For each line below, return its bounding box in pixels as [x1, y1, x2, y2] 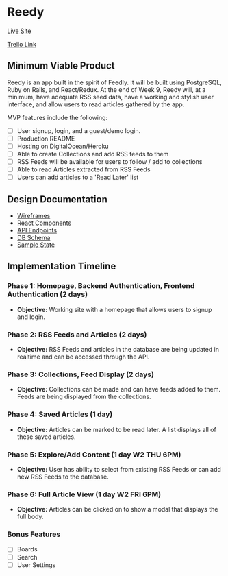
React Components [16, 219, 72, 227]
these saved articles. [16, 433, 76, 441]
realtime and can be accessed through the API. [16, 352, 150, 361]
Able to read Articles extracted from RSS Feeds [16, 165, 151, 173]
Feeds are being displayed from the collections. [16, 392, 152, 401]
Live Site [7, 27, 31, 35]
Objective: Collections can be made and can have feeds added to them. [16, 385, 221, 394]
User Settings [16, 560, 56, 569]
